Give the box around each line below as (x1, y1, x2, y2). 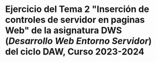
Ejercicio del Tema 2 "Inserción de (5, 3, 150, 15)
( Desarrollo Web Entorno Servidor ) (5, 35, 152, 47)
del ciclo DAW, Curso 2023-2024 (5, 46, 145, 57)
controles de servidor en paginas (5, 14, 145, 25)
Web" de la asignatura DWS (5, 25, 122, 36)
